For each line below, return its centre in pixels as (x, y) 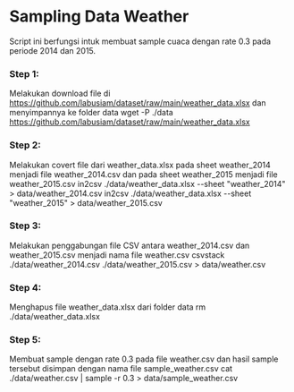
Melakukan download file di (60, 94)
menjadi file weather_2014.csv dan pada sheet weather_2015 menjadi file (144, 174)
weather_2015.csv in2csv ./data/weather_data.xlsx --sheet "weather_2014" (147, 183)
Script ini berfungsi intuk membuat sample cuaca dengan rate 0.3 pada (140, 41)
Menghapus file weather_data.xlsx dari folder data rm (108, 307)
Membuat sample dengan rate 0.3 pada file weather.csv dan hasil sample (144, 359)
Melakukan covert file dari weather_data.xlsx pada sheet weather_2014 (140, 165)
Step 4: (25, 287)
